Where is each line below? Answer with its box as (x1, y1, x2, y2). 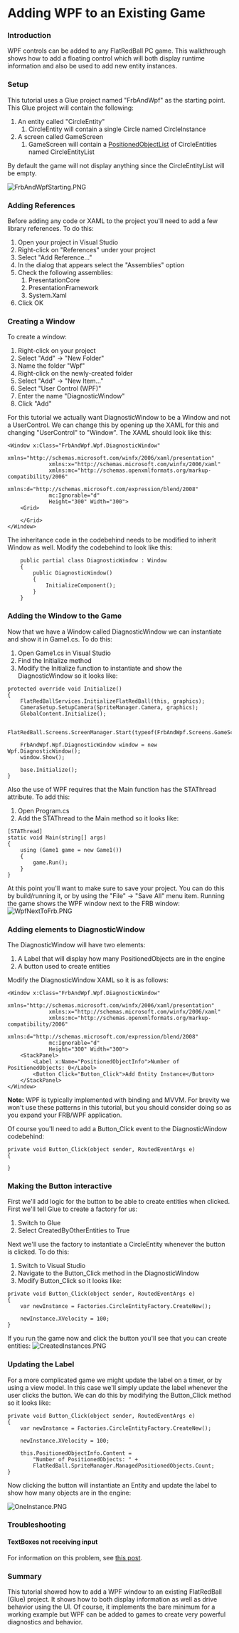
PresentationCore (28, 276, 80, 284)
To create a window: (7, 333, 68, 341)
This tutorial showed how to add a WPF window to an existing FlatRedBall (7, 1587, 223, 1596)
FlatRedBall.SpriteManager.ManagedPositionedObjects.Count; (33, 1462, 215, 1469)
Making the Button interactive (7, 1181, 112, 1191)
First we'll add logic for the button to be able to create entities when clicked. (7, 1197, 230, 1206)
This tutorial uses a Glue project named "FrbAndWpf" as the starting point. (7, 96, 225, 104)
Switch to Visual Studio (17, 1262, 86, 1270)
